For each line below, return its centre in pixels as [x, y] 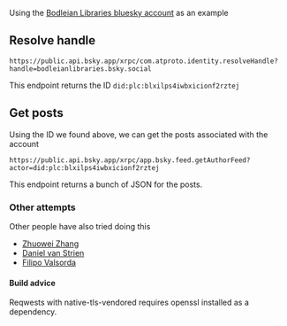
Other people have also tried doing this [80, 226]
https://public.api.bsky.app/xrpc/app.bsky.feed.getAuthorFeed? [130, 160]
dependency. [33, 312]
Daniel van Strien [53, 252]
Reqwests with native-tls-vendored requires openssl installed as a [129, 303]
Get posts [37, 113]
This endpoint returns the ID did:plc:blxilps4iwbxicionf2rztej [125, 85]
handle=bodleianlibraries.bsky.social [80, 69]
